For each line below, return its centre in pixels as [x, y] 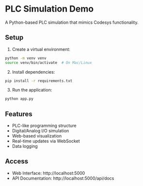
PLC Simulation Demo [49, 9]
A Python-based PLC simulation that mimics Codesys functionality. [72, 22]
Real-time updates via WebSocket [46, 141]
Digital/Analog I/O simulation [40, 131]
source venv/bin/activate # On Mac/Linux [48, 62]
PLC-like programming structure [44, 126]
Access [16, 162]
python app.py [19, 99]
